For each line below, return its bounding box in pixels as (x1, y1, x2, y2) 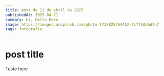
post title (5, 49, 44, 61)
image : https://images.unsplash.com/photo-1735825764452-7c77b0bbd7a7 (5, 22, 159, 27)
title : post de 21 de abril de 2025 (5, 7, 84, 13)
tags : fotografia (5, 27, 43, 32)
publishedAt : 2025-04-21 (5, 12, 58, 17)
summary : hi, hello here (5, 17, 58, 22)
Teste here (5, 66, 28, 72)
